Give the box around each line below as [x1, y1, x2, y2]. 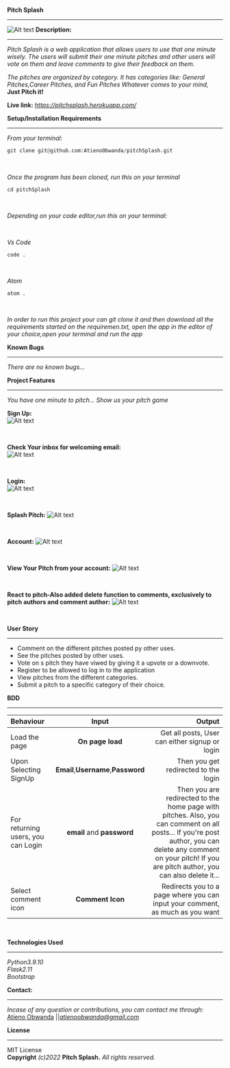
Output [196, 716, 220, 726]
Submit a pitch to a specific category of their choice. [16, 680, 166, 689]
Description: [35, 25, 72, 34]
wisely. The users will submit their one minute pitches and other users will [7, 53, 216, 60]
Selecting [10, 765, 41, 774]
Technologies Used [7, 938, 64, 946]
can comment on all [156, 819, 220, 829]
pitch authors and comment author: [7, 597, 111, 606]
